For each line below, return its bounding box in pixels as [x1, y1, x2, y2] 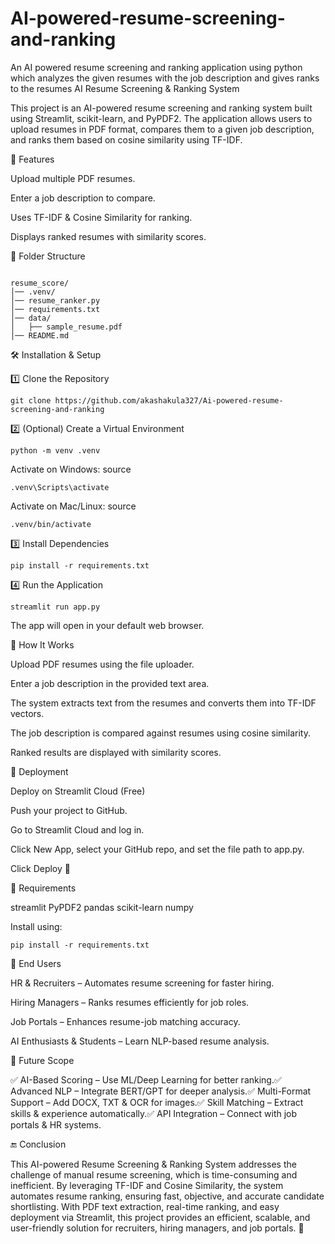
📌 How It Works [10, 638, 75, 651]
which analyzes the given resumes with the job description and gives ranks [10, 72, 320, 84]
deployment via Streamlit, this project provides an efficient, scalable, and [10, 1211, 311, 1223]
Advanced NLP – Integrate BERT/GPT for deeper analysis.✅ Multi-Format [10, 1085, 312, 1097]
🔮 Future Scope [10, 1054, 75, 1066]
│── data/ [10, 313, 52, 323]
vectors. [10, 707, 45, 719]
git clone [10, 395, 52, 406]
